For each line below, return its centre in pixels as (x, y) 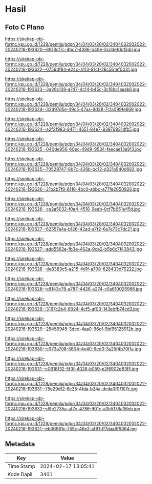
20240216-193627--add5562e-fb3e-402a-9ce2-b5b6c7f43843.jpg (74, 249)
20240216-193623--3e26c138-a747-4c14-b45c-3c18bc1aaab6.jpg (72, 89)
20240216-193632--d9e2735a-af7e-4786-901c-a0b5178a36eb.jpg (73, 409)
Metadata (20, 444)
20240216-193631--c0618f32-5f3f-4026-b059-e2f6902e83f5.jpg (72, 369)
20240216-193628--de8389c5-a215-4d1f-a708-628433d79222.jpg (74, 269)
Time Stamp (22, 466)
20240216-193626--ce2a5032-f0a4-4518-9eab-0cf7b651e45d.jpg (73, 209)
